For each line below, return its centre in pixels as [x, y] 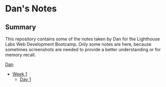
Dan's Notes [31, 9]
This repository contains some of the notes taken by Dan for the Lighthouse [83, 39]
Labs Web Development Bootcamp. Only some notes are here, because [78, 44]
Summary [21, 27]
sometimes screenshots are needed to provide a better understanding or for [83, 49]
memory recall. [21, 55]
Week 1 [20, 74]
